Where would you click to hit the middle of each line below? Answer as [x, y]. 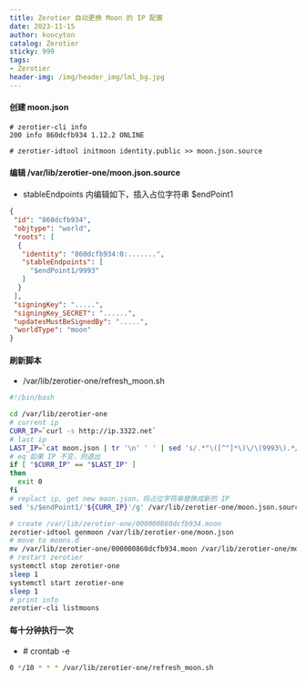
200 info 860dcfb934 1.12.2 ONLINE [77, 135]
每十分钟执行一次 [41, 630]
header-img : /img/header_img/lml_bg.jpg [87, 77]
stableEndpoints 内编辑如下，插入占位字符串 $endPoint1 [128, 194]
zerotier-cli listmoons [55, 608]
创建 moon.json [39, 107]
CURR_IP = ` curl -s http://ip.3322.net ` [83, 431]
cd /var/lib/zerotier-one [58, 414]
